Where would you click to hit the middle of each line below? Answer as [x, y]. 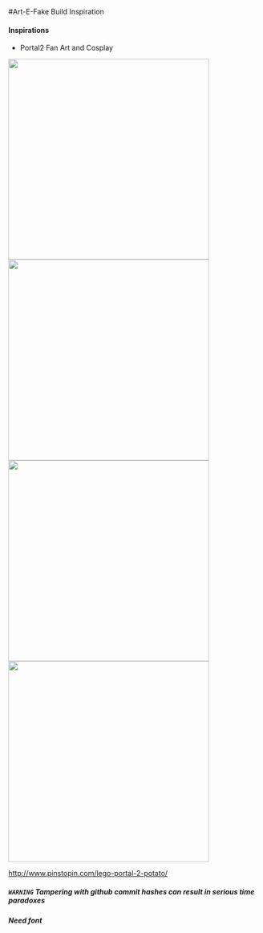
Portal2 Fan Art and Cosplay [67, 48]
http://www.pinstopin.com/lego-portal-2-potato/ [88, 874]
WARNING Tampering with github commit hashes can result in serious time [131, 891]
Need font [25, 921]
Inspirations [29, 30]
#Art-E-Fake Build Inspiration [56, 12]
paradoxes [27, 900]
